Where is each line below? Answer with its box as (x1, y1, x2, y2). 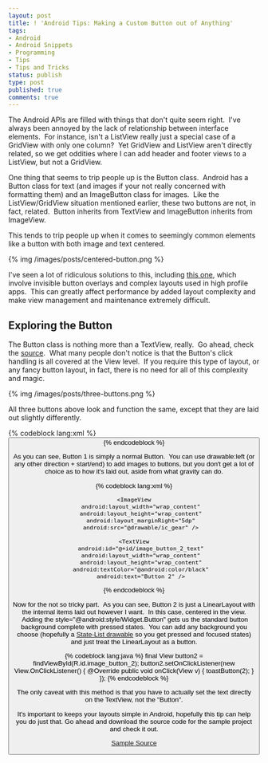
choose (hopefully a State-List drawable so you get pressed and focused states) (17, 630, 251, 639)
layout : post (8, 11, 52, 20)
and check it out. (109, 725, 159, 734)
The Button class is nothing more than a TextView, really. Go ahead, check (8, 340, 254, 349)
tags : (8, 26, 26, 34)
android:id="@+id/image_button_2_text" (77, 545, 204, 553)
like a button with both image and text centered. (8, 239, 166, 249)
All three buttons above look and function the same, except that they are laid (8, 404, 259, 415)
